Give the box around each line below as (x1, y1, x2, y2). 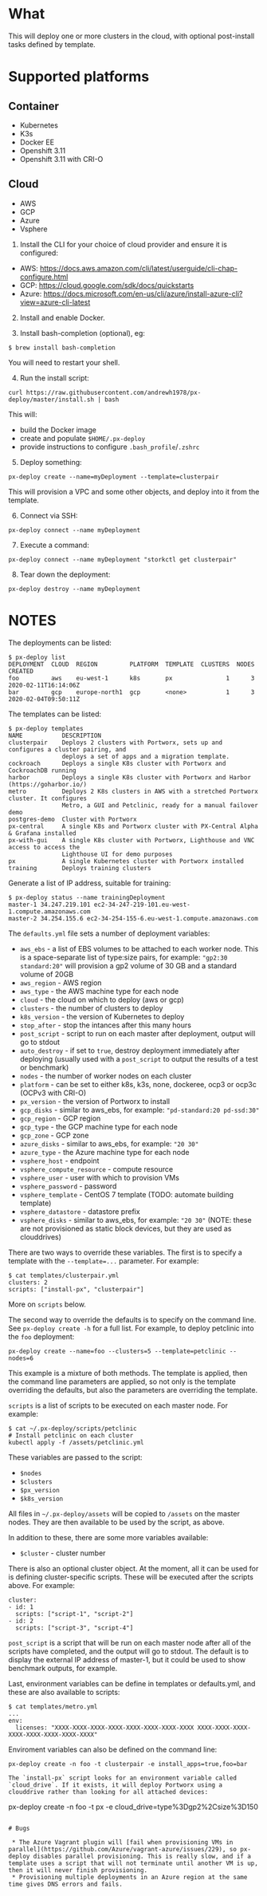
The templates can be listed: (8, 709, 102, 719)
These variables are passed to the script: (8, 1453, 143, 1462)
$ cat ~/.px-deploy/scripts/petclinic (8, 1425, 137, 1433)
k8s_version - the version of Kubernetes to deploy (19, 1011, 185, 1021)
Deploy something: (19, 457, 82, 467)
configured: (19, 248, 58, 258)
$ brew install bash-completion (8, 344, 116, 352)
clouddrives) (19, 1232, 62, 1241)
